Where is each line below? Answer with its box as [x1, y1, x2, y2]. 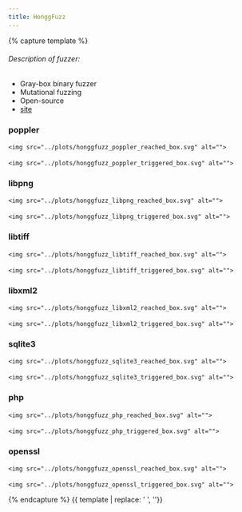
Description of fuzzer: [8, 54, 81, 64]
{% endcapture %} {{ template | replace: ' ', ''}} [8, 494, 164, 504]
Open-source [19, 96, 65, 105]
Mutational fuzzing [19, 87, 82, 97]
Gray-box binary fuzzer [19, 78, 97, 88]
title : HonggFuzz [8, 13, 66, 21]
